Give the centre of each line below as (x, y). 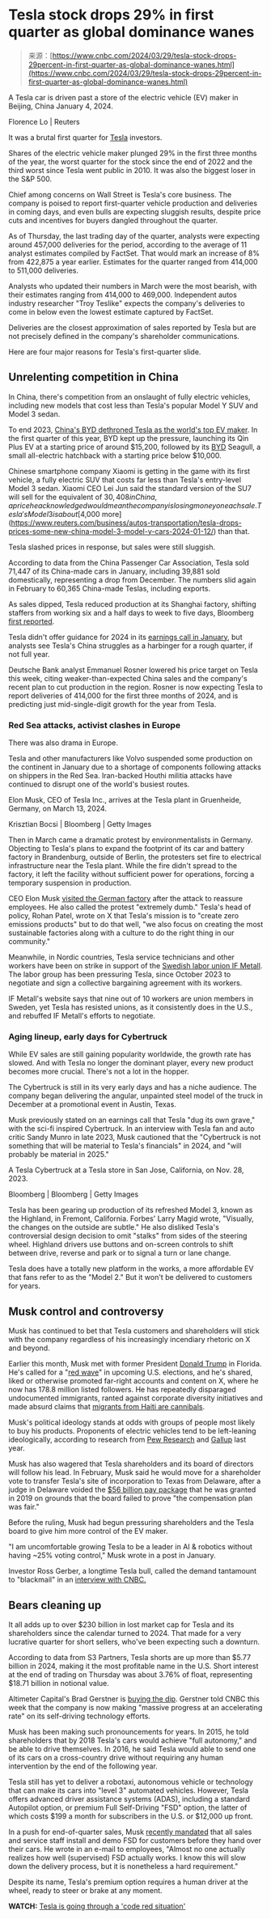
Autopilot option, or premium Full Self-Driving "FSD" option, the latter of (128, 1807)
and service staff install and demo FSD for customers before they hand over (135, 1840)
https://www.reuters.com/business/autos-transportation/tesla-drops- (127, 523)
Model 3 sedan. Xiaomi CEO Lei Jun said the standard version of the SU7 (130, 488)
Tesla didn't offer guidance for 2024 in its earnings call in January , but (125, 637)
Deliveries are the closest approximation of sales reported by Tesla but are (132, 327)
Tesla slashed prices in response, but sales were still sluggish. (112, 547)
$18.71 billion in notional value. (59, 1683)
